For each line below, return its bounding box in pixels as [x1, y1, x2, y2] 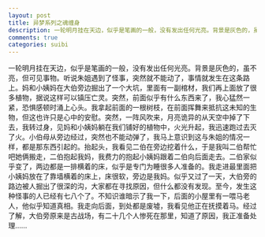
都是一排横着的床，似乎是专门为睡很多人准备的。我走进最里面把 [49, 162, 257, 172]
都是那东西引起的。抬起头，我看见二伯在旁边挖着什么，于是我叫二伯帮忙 [21, 143, 257, 152]
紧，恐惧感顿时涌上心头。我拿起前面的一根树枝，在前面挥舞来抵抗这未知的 [8, 103, 250, 113]
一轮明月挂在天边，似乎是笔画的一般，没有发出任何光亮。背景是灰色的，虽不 [8, 64, 257, 73]
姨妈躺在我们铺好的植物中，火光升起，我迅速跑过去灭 [84, 123, 257, 132]
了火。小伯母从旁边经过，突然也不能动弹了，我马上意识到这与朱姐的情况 [8, 132, 243, 142]
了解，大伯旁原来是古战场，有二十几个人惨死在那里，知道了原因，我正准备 [8, 211, 250, 220]
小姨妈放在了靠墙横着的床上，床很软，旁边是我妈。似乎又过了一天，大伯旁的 [8, 172, 257, 181]
